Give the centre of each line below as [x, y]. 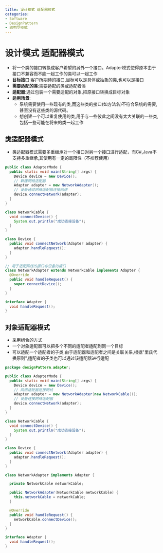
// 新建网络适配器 [30, 181]
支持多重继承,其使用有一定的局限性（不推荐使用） [62, 158]
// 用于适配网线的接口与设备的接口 [36, 266]
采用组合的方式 [27, 340]
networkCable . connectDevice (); [45, 519]
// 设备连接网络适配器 [34, 399]
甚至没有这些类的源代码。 [45, 111]
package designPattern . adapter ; [38, 368]
